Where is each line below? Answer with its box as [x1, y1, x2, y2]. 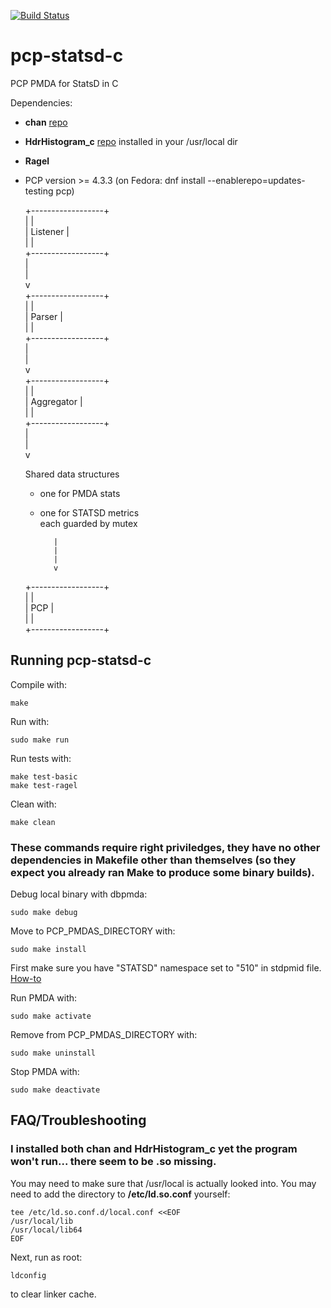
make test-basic [10, 771, 78, 782]
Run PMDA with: [10, 992, 78, 1004]
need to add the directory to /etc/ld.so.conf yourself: [10, 1188, 231, 1200]
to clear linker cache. [10, 1288, 97, 1300]
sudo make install [10, 945, 87, 955]
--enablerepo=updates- [207, 174, 306, 186]
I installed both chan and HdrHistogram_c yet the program [10, 1142, 298, 1156]
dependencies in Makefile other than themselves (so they [10, 853, 297, 867]
